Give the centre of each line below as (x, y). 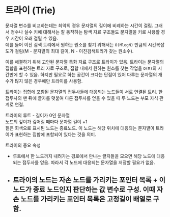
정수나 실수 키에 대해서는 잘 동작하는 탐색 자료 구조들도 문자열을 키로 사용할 (85, 32)
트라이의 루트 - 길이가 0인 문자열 (38, 115)
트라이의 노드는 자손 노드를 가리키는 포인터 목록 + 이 (89, 180)
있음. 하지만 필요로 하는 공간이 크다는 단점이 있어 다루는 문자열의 (93, 74)
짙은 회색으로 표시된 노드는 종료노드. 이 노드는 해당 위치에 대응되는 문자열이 (80, 128)
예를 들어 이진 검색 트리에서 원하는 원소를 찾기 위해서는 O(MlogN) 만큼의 (76, 44)
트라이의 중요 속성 (23, 145)
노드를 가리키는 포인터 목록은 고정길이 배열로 (86, 199)
